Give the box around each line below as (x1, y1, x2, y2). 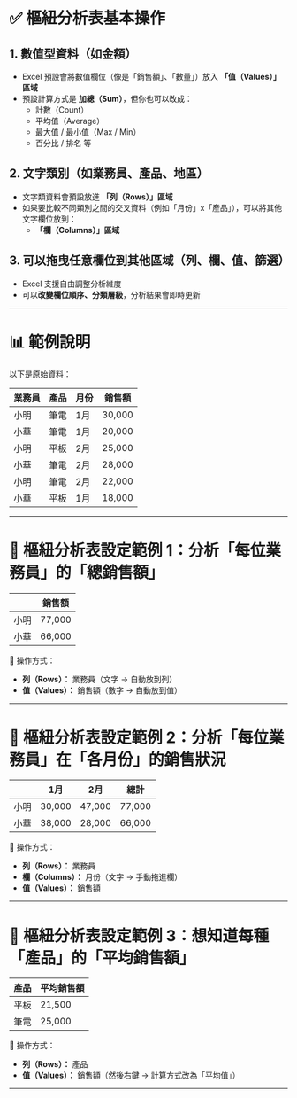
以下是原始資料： (9, 369, 72, 379)
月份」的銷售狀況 (102, 750, 227, 769)
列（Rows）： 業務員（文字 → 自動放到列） (21, 674, 178, 684)
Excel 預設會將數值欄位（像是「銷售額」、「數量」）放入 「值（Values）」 (21, 72, 281, 82)
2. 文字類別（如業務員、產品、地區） (9, 166, 209, 182)
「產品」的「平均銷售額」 (9, 947, 196, 968)
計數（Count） (34, 105, 89, 115)
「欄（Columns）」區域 (34, 224, 120, 235)
